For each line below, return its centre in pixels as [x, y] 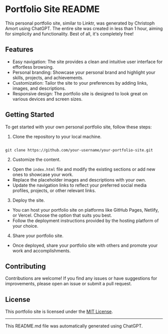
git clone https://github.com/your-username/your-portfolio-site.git [79, 150]
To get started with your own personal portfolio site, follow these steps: [78, 127]
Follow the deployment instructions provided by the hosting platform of [85, 220]
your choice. [25, 226]
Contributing [25, 266]
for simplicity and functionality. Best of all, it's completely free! [69, 34]
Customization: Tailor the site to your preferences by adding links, [80, 83]
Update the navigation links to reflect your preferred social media [79, 185]
